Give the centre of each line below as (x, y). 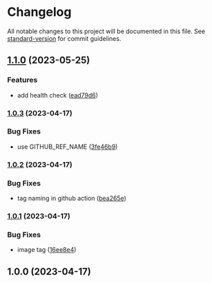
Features (22, 80)
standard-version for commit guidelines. (64, 38)
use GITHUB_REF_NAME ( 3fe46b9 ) (67, 147)
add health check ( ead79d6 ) (58, 95)
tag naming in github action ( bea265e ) (71, 199)
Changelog (39, 12)
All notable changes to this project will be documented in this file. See (106, 31)
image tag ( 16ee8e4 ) (47, 250)
